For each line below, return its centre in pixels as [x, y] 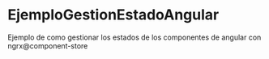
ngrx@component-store [48, 45]
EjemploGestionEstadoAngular [113, 15]
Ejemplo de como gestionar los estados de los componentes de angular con [134, 37]
